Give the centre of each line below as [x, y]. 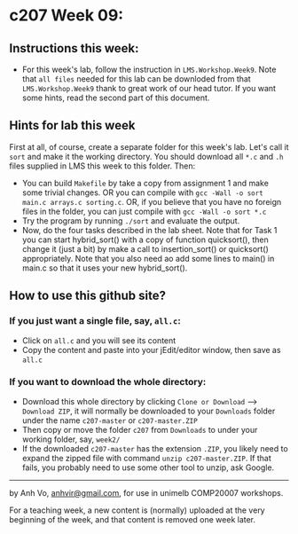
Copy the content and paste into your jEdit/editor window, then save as [151, 349]
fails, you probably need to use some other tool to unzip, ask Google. [148, 467]
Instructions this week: [74, 48]
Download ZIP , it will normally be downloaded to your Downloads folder [149, 411]
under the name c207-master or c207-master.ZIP [110, 420]
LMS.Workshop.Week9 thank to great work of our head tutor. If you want [149, 88]
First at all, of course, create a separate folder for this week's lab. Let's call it [149, 146]
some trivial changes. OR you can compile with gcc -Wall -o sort [142, 192]
